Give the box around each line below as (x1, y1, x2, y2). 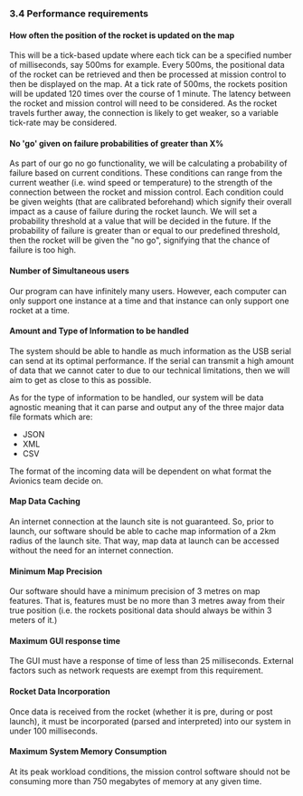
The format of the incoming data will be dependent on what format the (9, 465, 272, 476)
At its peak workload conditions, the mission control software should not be (9, 766, 291, 777)
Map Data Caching (9, 496, 80, 507)
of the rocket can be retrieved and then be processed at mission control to (9, 69, 287, 80)
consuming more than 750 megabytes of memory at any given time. (9, 775, 262, 786)
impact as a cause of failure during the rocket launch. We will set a (9, 206, 258, 217)
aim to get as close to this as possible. (9, 374, 152, 385)
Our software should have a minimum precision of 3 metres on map (9, 586, 260, 597)
